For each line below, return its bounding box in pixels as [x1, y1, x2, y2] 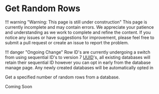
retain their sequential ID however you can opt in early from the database [5, 59, 151, 65]
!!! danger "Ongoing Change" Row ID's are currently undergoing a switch [5, 49, 151, 55]
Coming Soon [5, 83, 32, 89]
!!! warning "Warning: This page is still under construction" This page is [5, 19, 147, 25]
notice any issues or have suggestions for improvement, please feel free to [5, 35, 155, 40]
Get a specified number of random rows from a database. [5, 74, 120, 80]
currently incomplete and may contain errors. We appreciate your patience [5, 24, 154, 30]
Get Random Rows [5, 3, 80, 14]
